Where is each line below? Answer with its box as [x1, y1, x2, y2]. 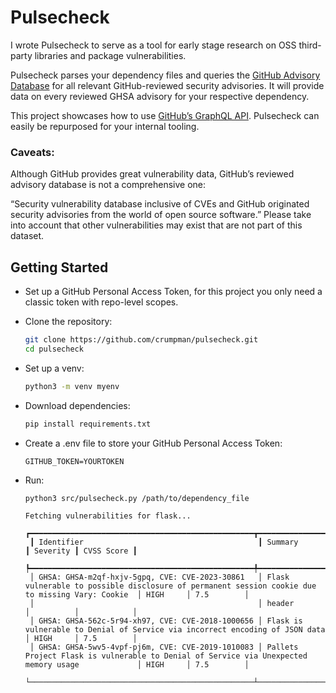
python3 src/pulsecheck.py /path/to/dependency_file [24, 493, 250, 503]
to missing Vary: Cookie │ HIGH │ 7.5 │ [24, 590, 250, 600]
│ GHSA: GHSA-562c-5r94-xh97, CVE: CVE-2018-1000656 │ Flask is [29, 616, 303, 626]
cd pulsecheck [24, 344, 84, 354]
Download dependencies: [24, 399, 131, 411]
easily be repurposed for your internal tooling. [10, 120, 200, 132]
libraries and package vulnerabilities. [34, 49, 187, 61]
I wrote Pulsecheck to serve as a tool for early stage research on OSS [10, 39, 297, 51]
